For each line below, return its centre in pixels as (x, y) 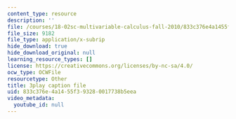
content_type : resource (42, 14)
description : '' (31, 20)
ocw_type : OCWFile (34, 72)
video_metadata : (31, 99)
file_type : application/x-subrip (56, 40)
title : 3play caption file (47, 85)
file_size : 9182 (31, 33)
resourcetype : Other (38, 79)
